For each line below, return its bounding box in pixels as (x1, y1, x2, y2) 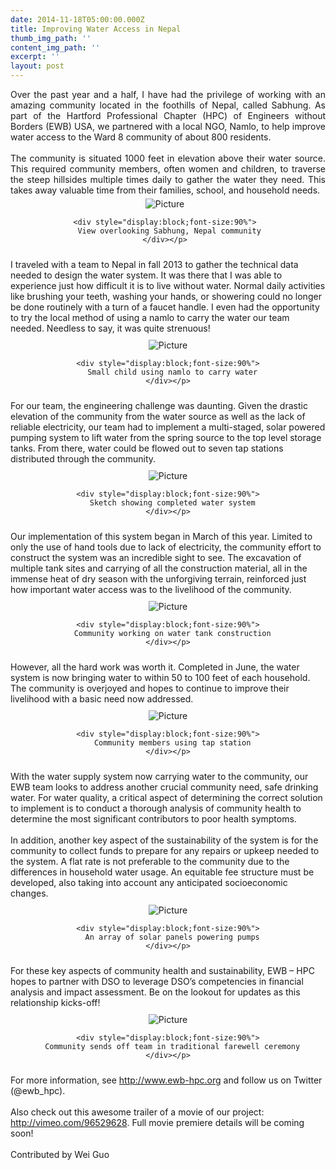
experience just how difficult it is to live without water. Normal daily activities (10, 280, 326, 291)
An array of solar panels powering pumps (84, 932, 260, 942)
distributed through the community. (10, 453, 157, 465)
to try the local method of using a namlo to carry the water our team (10, 312, 290, 323)
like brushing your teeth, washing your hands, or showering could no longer (10, 291, 322, 302)
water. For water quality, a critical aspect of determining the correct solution (10, 792, 323, 803)
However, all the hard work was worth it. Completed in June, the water (10, 661, 300, 673)
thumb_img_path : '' (10, 33, 92, 43)
